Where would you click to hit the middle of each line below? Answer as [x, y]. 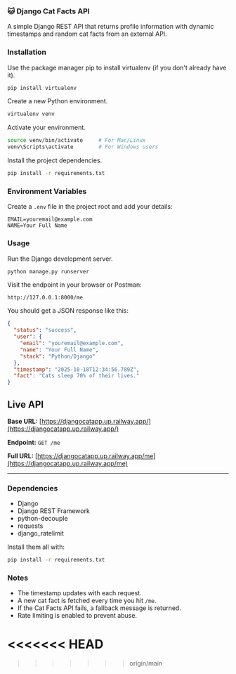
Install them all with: [36, 547]
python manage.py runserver [48, 271]
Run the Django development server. [60, 259]
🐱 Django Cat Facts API [48, 11]
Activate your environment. [46, 128]
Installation [27, 52]
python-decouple [42, 519]
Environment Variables [47, 191]
